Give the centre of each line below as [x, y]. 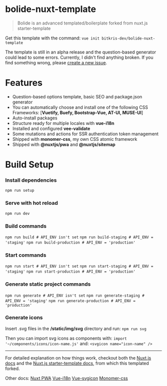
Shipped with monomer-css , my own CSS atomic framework [75, 139]
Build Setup [29, 165]
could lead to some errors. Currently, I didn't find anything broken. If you [79, 57]
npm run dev [17, 213]
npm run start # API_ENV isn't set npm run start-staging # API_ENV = [79, 266]
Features [24, 83]
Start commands [26, 255]
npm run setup [20, 191]
